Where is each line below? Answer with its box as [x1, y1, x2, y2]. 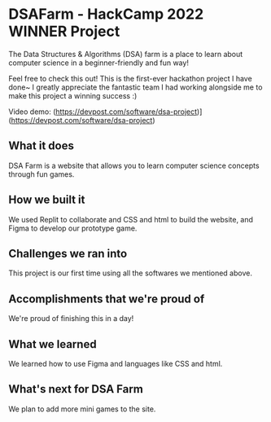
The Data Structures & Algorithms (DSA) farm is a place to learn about [8, 49, 243, 59]
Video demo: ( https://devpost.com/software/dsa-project [8, 107, 198, 116]
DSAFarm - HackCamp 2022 [8, 5, 204, 24]
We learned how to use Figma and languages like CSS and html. [8, 359, 223, 368]
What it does [8, 139, 75, 153]
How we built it [8, 193, 85, 207]
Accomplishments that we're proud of [8, 292, 205, 306]
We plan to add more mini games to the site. [8, 404, 156, 414]
